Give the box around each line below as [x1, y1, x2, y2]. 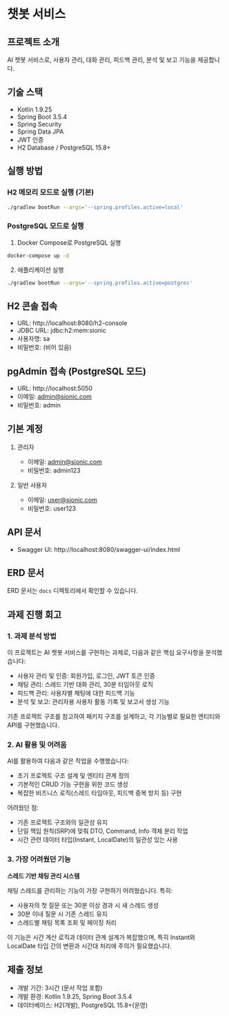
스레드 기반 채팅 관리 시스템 [7, 871, 80, 880]
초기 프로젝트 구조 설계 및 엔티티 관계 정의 [17, 772, 130, 780]
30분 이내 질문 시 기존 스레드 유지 [17, 909, 108, 918]
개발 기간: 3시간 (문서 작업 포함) [17, 983, 103, 992]
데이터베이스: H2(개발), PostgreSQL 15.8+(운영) [17, 1001, 148, 1009]
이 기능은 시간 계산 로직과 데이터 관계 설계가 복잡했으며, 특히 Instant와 [7, 933, 195, 941]
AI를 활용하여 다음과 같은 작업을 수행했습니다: [7, 757, 129, 765]
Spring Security [17, 120, 62, 128]
